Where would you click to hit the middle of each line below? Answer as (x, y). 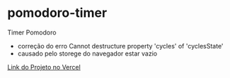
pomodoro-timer (57, 13)
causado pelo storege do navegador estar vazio (87, 53)
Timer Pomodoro (32, 32)
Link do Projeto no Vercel (44, 67)
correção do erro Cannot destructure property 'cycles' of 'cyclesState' (121, 46)
